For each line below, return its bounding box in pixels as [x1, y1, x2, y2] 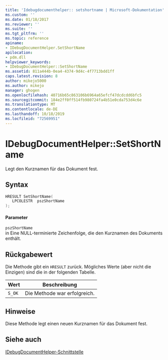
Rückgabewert [5, 250, 53, 259]
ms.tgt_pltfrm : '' [5, 31, 44, 36]
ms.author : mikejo [5, 83, 44, 88]
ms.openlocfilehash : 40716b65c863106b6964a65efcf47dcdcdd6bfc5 [5, 93, 142, 98]
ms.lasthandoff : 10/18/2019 [5, 111, 65, 117]
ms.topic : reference [5, 36, 49, 41]
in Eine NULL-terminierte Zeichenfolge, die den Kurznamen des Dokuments [5, 230, 163, 236]
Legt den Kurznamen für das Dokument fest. [5, 166, 98, 172]
